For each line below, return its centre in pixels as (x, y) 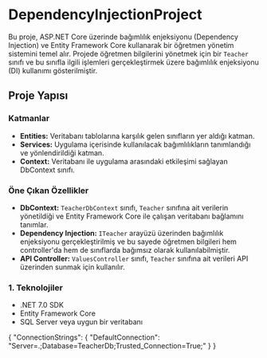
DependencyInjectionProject (105, 15)
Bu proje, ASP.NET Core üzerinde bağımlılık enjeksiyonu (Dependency (124, 37)
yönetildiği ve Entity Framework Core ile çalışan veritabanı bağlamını (132, 216)
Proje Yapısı (38, 96)
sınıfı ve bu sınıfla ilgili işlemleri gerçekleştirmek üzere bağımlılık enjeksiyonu (133, 62)
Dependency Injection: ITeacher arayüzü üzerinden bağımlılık (122, 233)
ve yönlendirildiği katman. (62, 152)
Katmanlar (29, 119)
